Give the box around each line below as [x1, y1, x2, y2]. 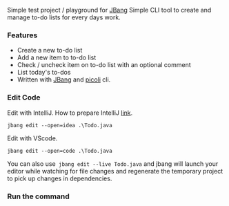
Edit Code [7, 93, 41, 102]
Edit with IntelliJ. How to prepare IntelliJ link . [7, 109, 133, 117]
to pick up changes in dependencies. [7, 174, 112, 182]
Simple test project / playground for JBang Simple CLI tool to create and [7, 6, 212, 14]
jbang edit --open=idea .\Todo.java [7, 122, 112, 129]
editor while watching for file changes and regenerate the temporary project [7, 167, 223, 175]
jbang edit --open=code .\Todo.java [7, 147, 112, 154]
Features [7, 30, 38, 40]
